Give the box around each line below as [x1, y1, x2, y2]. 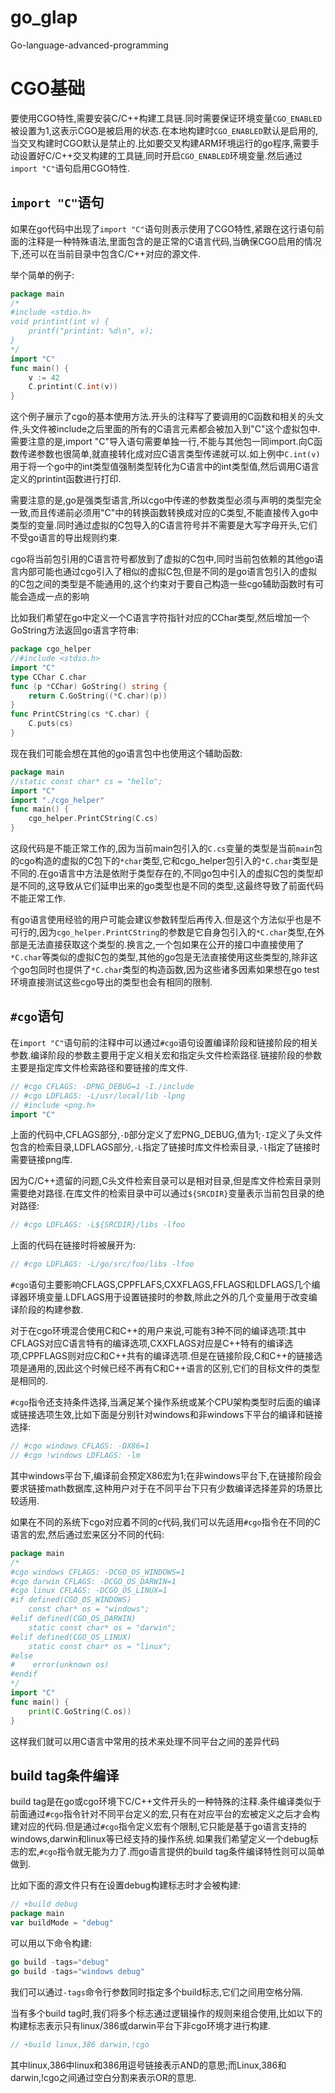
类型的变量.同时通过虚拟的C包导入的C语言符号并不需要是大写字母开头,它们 [10, 519, 318, 531]
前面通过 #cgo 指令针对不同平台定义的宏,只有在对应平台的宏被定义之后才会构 [10, 1808, 320, 1820]
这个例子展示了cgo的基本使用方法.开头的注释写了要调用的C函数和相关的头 [10, 411, 316, 423]
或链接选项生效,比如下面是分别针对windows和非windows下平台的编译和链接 [10, 1409, 323, 1421]
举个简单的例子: [10, 269, 75, 281]
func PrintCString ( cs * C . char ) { [10, 709, 150, 720]
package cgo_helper [10, 644, 92, 655]
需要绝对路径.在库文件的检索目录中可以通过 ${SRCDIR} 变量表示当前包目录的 [10, 1187, 317, 1200]
